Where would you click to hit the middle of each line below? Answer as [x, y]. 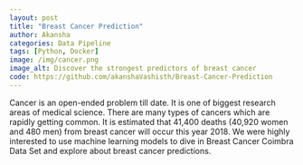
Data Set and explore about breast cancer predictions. [110, 150]
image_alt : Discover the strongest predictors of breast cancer [133, 69]
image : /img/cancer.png [54, 60]
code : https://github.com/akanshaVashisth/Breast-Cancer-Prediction [141, 77]
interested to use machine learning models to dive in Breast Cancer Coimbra [151, 141]
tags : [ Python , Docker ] [54, 52]
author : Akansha [40, 34]
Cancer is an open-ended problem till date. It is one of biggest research [142, 102]
